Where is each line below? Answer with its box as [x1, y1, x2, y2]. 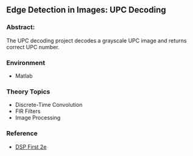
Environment [6, 58, 46, 67]
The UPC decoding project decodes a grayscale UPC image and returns [6, 36, 187, 44]
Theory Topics [6, 87, 51, 96]
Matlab [15, 72, 33, 80]
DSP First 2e [15, 143, 47, 151]
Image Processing [15, 114, 61, 121]
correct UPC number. [6, 43, 60, 50]
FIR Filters [15, 107, 41, 115]
